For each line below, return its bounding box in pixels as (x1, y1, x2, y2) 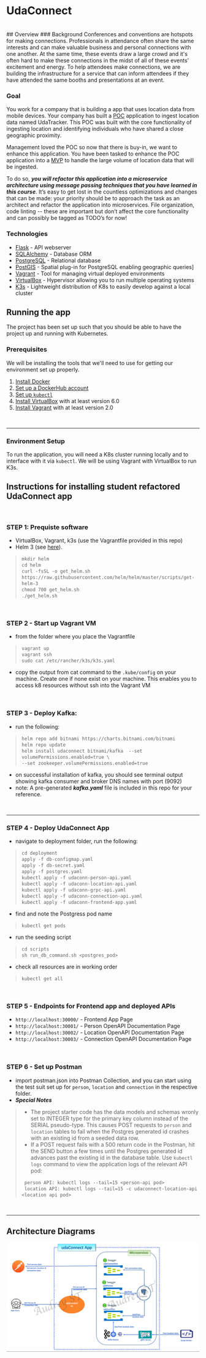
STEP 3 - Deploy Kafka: (6, 709, 77, 718)
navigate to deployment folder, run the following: (15, 837, 138, 845)
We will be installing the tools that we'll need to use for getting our (6, 359, 174, 366)
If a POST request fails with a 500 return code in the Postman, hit (30, 1140, 195, 1148)
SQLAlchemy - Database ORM (15, 250, 92, 257)
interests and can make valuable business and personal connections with (6, 44, 191, 51)
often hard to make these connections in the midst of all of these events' (6, 57, 189, 64)
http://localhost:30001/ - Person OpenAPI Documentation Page (15, 1022, 181, 1030)
